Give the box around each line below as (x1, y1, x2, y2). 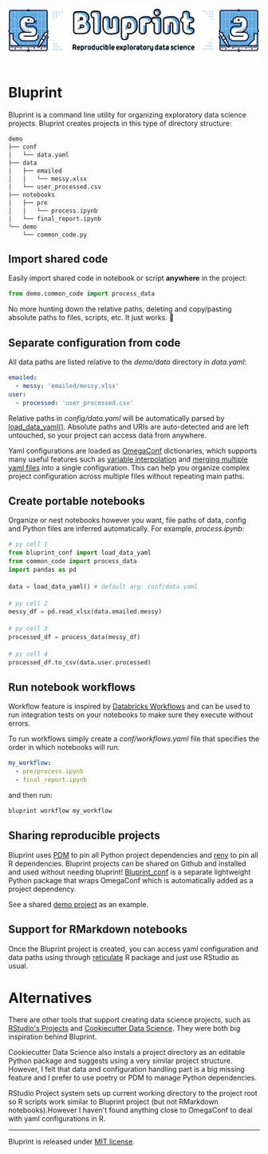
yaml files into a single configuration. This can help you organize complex (8, 462, 250, 472)
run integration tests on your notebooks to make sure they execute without (8, 710, 254, 720)
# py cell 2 (8, 599, 48, 608)
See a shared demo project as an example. (8, 899, 149, 909)
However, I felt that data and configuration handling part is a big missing (8, 1065, 245, 1074)
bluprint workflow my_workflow (8, 807, 112, 815)
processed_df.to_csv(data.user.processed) (8, 658, 152, 666)
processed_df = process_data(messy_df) (8, 633, 141, 641)
